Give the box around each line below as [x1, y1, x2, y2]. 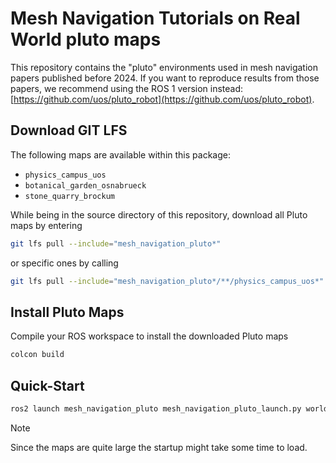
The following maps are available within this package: [10, 148, 231, 161]
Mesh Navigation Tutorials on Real [10, 7, 301, 30]
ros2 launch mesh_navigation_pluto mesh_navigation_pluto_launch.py [10, 404, 302, 414]
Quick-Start [10, 377, 85, 394]
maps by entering [10, 219, 83, 231]
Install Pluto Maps [10, 303, 125, 321]
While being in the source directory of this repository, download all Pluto [10, 208, 308, 221]
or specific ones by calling [10, 257, 119, 269]
